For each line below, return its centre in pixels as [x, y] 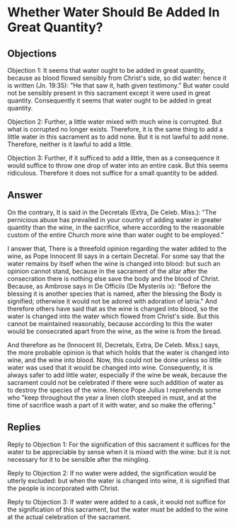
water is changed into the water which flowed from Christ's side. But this [113, 316]
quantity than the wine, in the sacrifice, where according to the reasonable [116, 227]
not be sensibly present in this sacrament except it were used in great [109, 93]
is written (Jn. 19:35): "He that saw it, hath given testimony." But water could [118, 85]
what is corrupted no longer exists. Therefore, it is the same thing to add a [115, 129]
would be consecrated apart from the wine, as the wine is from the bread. [115, 331]
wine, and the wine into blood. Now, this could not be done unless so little [115, 360]
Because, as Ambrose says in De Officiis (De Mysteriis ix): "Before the [109, 286]
